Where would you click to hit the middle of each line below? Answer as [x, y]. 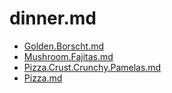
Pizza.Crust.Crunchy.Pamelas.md [92, 67]
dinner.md [53, 18]
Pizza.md [43, 78]
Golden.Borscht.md [64, 46]
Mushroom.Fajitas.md [68, 56]
